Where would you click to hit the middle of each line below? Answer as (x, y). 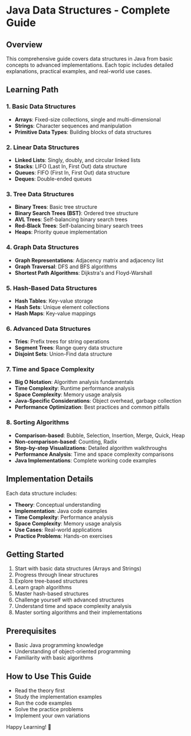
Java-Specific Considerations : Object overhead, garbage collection (98, 401)
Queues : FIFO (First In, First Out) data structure (72, 172)
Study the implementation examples (58, 697)
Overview (24, 45)
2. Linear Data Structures (43, 147)
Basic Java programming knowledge (59, 645)
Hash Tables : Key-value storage (54, 301)
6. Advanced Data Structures (49, 328)
